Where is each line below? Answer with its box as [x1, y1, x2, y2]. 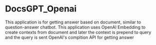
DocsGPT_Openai [5, 3, 77, 14]
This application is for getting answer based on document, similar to [5, 19, 141, 25]
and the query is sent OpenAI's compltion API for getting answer [5, 34, 134, 40]
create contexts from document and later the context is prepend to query [5, 29, 152, 35]
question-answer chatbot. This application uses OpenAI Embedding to [5, 24, 146, 30]
